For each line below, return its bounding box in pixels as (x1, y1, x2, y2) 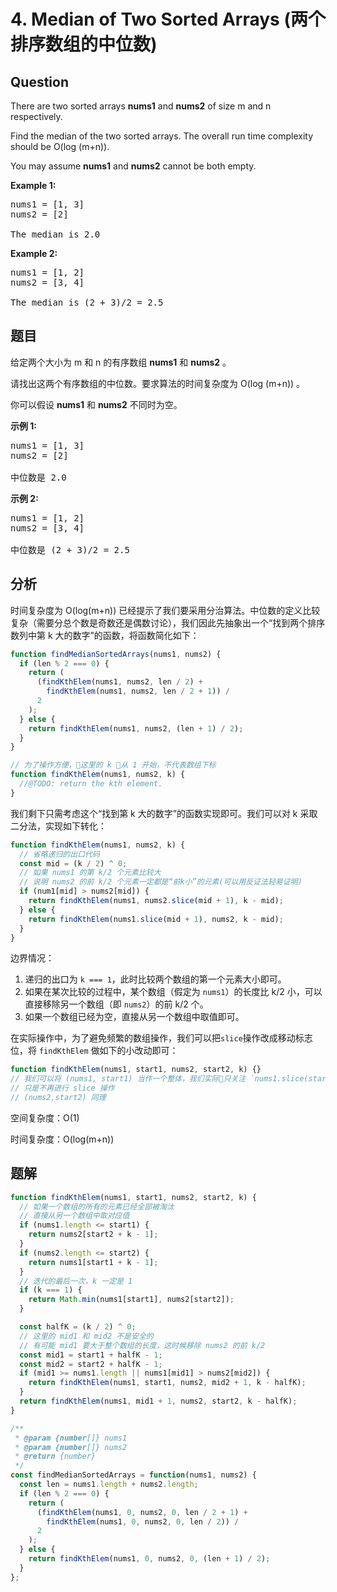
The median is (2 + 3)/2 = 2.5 (10, 297, 164, 308)
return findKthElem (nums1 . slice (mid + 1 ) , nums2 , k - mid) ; (28, 914, 284, 924)
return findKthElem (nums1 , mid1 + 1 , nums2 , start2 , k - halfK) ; (19, 1396, 298, 1407)
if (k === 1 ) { (19, 1285, 83, 1295)
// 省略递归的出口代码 (19, 849, 100, 859)
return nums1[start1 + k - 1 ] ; (28, 1257, 159, 1267)
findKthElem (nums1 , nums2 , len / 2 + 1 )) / (46, 686, 230, 697)
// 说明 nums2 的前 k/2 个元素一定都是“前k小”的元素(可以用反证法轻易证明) (19, 877, 303, 887)
